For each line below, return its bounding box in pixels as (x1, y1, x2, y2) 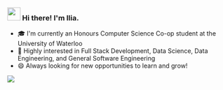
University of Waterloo (17, 39, 83, 48)
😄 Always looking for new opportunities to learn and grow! (17, 61, 188, 70)
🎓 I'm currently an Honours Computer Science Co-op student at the (17, 29, 216, 38)
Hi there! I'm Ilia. (22, 13, 79, 22)
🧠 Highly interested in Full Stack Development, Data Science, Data (17, 47, 208, 55)
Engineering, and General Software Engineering (17, 54, 156, 63)
